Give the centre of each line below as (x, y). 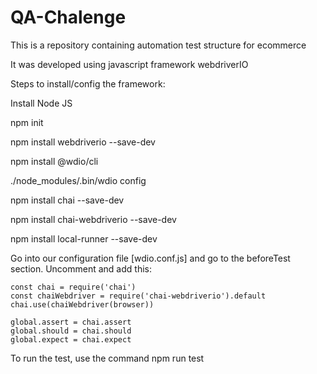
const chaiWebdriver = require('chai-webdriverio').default (138, 296)
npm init (27, 122)
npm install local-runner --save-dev (84, 238)
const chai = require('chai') (73, 287)
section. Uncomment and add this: (81, 268)
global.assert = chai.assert (71, 322)
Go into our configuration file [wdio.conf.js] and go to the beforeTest (150, 258)
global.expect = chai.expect (71, 339)
